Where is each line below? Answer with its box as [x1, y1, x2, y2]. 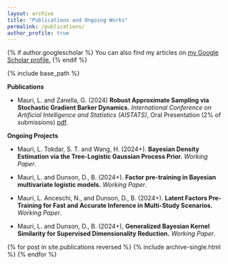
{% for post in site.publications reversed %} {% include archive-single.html [7, 243, 221, 252]
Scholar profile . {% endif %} [7, 56, 88, 64]
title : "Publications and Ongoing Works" [7, 17, 129, 24]
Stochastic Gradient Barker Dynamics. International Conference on [17, 103, 212, 112]
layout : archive [7, 10, 54, 17]
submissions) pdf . [17, 118, 68, 127]
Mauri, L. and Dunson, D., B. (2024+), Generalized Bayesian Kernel [17, 222, 210, 231]
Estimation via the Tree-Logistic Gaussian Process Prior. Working [17, 152, 209, 161]
